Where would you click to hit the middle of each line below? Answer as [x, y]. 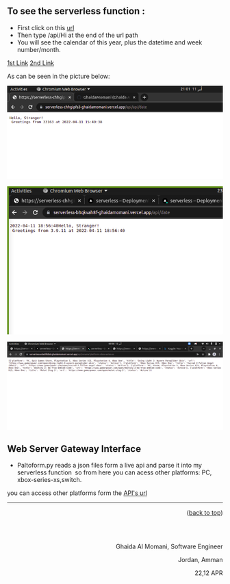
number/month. [39, 49]
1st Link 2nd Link [31, 63]
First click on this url [46, 27]
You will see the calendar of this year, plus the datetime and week [110, 42]
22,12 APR [209, 573]
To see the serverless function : [76, 11]
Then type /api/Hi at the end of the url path [77, 35]
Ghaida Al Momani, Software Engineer [169, 546]
